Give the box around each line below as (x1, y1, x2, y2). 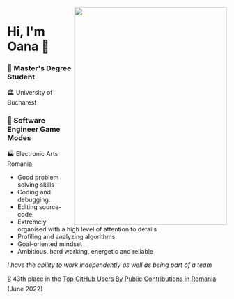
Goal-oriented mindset (17, 240, 82, 248)
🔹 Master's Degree (7, 63, 72, 73)
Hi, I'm (7, 24, 45, 40)
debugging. (17, 195, 51, 204)
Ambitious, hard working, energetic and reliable (17, 247, 154, 255)
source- (38, 202, 62, 211)
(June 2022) (7, 284, 43, 293)
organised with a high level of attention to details (17, 224, 157, 233)
